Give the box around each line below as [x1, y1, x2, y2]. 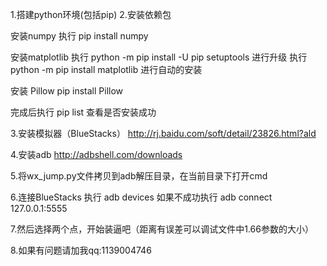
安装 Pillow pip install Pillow [10, 85, 124, 97]
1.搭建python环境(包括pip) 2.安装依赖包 [10, 9, 172, 20]
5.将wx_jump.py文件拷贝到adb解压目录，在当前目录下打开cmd [10, 170, 268, 182]
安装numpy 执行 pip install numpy [10, 30, 149, 42]
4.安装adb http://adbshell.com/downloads [10, 149, 183, 160]
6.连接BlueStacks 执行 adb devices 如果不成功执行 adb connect [10, 191, 273, 203]
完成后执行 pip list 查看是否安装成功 [10, 106, 157, 118]
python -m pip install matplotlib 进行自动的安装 [10, 64, 203, 75]
